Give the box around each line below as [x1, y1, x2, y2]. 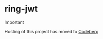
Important [4, 19, 24, 25]
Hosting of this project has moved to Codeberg [4, 28, 99, 34]
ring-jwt [4, 3, 38, 14]
